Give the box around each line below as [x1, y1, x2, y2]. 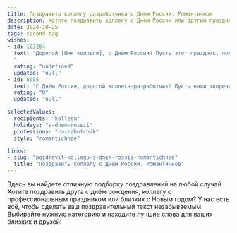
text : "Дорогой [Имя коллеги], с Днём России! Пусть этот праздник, [13, 50, 219, 57]
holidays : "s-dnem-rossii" [13, 121, 93, 129]
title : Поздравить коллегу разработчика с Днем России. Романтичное [7, 10, 213, 18]
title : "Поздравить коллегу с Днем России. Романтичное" [13, 160, 185, 168]
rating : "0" [13, 89, 49, 96]
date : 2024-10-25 [7, 23, 59, 30]
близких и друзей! [7, 217, 62, 226]
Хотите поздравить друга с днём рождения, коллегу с [7, 188, 171, 196]
